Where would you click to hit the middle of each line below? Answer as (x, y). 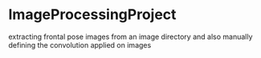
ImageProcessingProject (92, 15)
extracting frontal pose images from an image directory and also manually (130, 37)
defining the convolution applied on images (80, 44)
